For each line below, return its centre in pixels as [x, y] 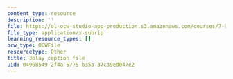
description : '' [31, 20]
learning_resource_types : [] [49, 39]
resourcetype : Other [37, 52]
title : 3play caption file [46, 58]
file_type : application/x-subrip [55, 33]
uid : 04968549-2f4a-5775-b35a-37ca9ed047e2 [71, 65]
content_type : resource [42, 13]
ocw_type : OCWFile [34, 45]
